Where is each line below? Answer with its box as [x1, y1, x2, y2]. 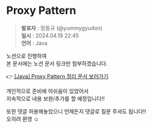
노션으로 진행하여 [6, 52, 47, 59]
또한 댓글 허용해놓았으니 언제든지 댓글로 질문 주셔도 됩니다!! [6, 107, 147, 115]
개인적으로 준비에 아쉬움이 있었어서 [6, 87, 89, 94]
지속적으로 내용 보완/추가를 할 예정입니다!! [6, 95, 105, 102]
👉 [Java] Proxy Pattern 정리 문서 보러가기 [6, 72, 109, 80]
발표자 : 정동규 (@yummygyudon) [21, 24, 103, 31]
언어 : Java [21, 39, 48, 46]
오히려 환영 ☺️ [6, 115, 39, 123]
